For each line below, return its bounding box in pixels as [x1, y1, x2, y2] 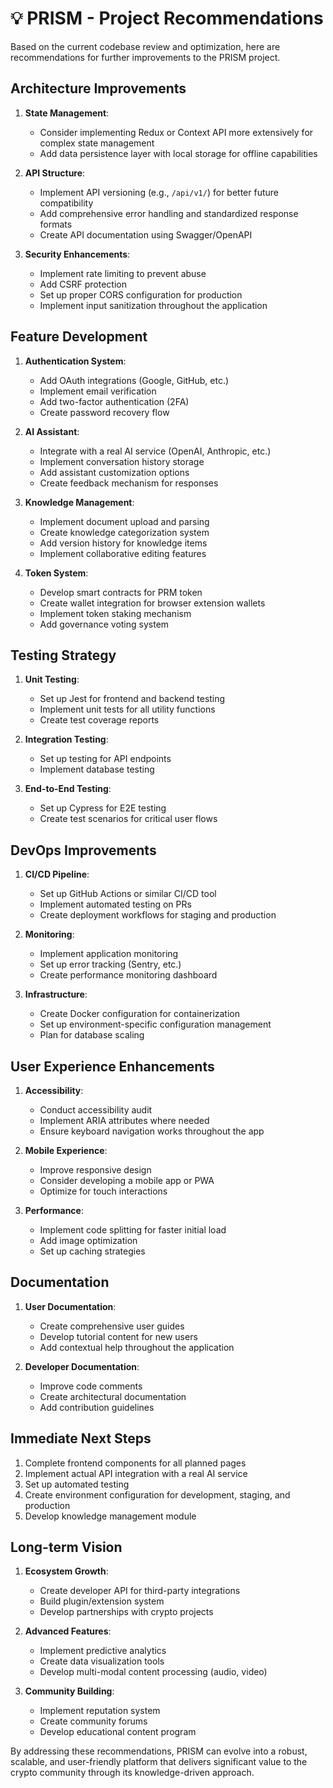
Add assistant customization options [39, 466, 190, 478]
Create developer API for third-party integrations [39, 1585, 241, 1597]
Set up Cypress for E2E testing [39, 802, 167, 814]
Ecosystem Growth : [24, 1565, 109, 1577]
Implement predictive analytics [39, 1645, 167, 1657]
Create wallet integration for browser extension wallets [39, 597, 266, 609]
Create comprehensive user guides [39, 1320, 185, 1332]
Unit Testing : [24, 673, 80, 686]
